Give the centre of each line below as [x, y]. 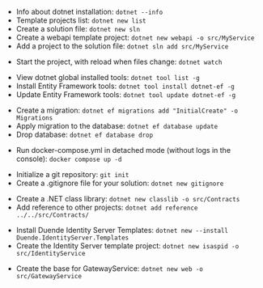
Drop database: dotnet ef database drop [85, 134]
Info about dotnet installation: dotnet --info [89, 12]
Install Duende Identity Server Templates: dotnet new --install [122, 230]
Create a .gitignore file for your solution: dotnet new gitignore [120, 183]
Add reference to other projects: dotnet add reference [107, 207]
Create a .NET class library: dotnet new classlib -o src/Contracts [128, 199]
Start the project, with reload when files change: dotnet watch [119, 61]
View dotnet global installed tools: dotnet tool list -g [108, 77]
